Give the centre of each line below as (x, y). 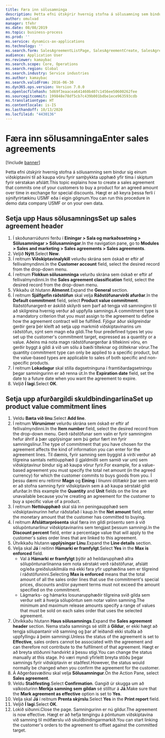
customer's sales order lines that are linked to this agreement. (75, 538)
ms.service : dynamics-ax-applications (45, 42)
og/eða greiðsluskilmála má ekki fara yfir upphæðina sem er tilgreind (89, 569)
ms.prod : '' (18, 37)
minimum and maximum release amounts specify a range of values (88, 605)
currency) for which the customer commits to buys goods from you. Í (82, 476)
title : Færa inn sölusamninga (36, 10)
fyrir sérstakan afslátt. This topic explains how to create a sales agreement (80, 182)
